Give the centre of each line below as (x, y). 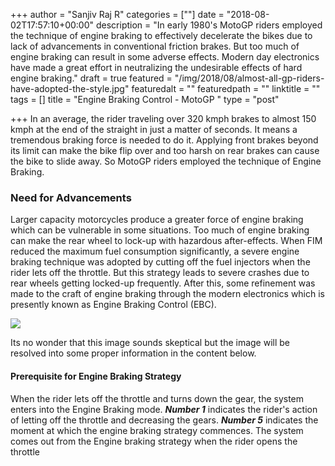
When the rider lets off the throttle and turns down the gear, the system (157, 398)
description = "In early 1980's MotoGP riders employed (209, 25)
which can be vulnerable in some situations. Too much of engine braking (160, 230)
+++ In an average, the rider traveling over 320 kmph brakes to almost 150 (163, 118)
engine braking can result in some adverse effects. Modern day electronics (165, 57)
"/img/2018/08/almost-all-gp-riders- (249, 78)
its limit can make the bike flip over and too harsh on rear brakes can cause (165, 150)
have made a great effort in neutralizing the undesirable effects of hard (156, 67)
